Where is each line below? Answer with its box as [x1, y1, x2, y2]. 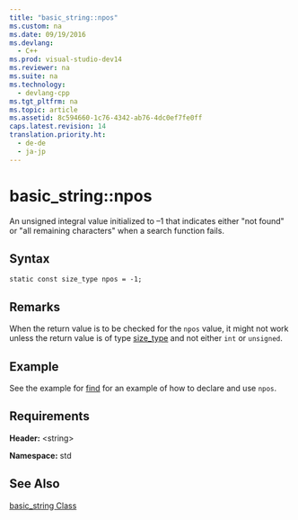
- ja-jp [17, 147, 47, 156]
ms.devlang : [9, 38, 54, 48]
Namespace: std [9, 450, 72, 461]
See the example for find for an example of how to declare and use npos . [9, 383, 277, 393]
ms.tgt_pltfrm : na [9, 96, 78, 106]
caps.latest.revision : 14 [9, 122, 106, 131]
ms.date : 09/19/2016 [9, 30, 87, 39]
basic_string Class [9, 500, 77, 511]
